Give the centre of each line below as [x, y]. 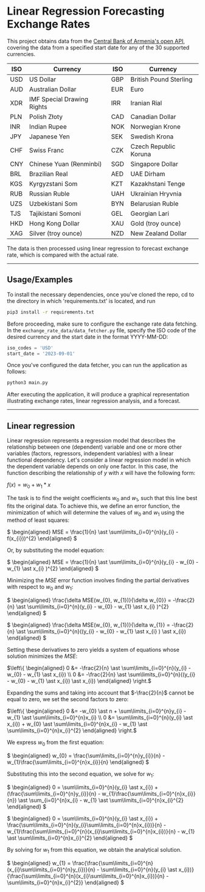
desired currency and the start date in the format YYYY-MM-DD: [88, 337]
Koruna [141, 154]
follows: [17, 372]
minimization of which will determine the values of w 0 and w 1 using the [96, 513]
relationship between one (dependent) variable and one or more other [94, 447]
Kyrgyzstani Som [53, 184]
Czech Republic [153, 146]
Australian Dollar [53, 89]
